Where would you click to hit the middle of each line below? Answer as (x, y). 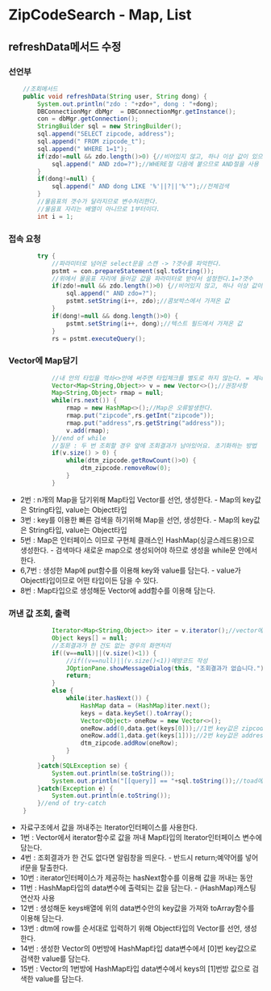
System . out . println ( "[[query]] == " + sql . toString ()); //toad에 (157, 781)
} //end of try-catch (72, 804)
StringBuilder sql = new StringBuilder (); (110, 127)
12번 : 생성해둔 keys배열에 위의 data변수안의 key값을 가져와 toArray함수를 (137, 908)
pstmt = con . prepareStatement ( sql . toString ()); (133, 271)
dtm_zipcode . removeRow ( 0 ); (126, 468)
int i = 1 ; (56, 216)
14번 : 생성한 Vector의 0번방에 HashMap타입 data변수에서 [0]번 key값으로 (138, 949)
